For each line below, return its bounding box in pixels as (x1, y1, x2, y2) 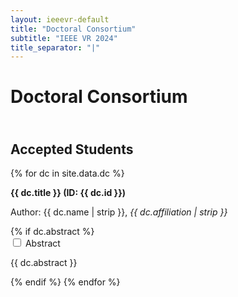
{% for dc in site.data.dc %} (10, 167, 125, 180)
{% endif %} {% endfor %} (10, 276, 121, 288)
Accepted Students (10, 141, 134, 158)
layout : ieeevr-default (10, 14, 110, 25)
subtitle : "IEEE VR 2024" (10, 33, 118, 43)
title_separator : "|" (10, 42, 101, 53)
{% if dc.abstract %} (10, 226, 95, 238)
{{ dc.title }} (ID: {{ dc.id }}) (10, 187, 126, 199)
